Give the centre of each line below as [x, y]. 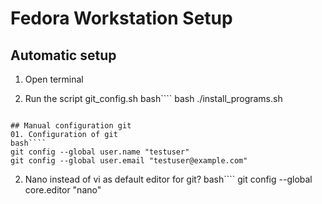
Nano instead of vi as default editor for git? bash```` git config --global [168, 179]
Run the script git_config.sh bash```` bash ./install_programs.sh [153, 98]
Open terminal [54, 79]
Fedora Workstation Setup [121, 18]
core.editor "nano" [63, 190]
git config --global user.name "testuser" [100, 152]
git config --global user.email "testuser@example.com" [129, 161]
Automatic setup [63, 55]
